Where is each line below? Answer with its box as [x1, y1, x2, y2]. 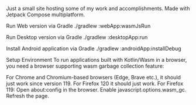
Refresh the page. [6, 93, 50, 99]
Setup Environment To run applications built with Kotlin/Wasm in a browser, [6, 57, 187, 63]
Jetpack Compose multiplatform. [6, 11, 85, 18]
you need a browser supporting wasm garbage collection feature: [6, 62, 164, 69]
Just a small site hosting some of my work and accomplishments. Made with [6, 5, 190, 12]
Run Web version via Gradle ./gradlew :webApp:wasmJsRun [6, 23, 151, 29]
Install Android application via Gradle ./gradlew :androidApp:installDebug [6, 45, 181, 52]
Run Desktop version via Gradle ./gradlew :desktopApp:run [6, 34, 148, 40]
